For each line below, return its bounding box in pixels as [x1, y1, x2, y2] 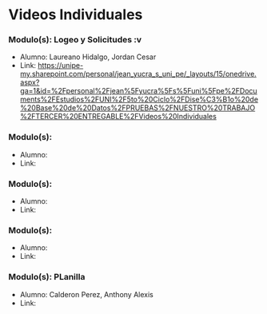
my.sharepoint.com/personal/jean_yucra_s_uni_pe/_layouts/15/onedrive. [19, 70, 257, 79]
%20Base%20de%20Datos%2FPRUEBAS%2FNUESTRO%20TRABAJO [19, 103, 256, 113]
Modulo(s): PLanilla [8, 272, 86, 283]
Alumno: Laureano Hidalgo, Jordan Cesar [19, 52, 157, 62]
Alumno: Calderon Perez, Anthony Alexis [19, 289, 153, 299]
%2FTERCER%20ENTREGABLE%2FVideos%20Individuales [19, 112, 217, 121]
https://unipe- [38, 61, 84, 70]
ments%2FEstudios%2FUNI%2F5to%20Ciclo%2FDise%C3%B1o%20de [19, 94, 258, 105]
